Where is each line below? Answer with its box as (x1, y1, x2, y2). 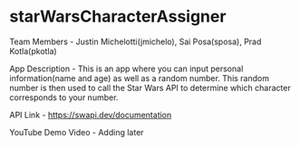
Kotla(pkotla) (9, 45, 57, 56)
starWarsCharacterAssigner (9, 6, 227, 27)
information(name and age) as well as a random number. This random (9, 72, 270, 83)
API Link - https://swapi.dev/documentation (9, 109, 172, 120)
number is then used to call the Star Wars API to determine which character (9, 82, 292, 93)
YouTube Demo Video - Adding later (9, 126, 144, 137)
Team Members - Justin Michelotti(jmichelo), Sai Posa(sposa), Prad (9, 36, 262, 47)
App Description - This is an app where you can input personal (9, 63, 244, 74)
